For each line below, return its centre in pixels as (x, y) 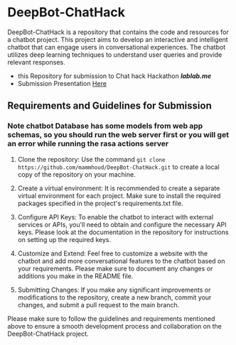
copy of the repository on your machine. (77, 174)
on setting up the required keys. (64, 239)
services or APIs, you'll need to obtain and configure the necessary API (122, 224)
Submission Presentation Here (62, 83)
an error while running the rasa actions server (88, 144)
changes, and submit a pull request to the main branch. (98, 305)
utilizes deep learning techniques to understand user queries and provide (115, 55)
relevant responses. (36, 62)
